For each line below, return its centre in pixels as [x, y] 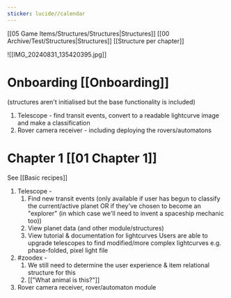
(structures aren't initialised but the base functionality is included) [102, 102]
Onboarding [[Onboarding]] [88, 83]
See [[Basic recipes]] [38, 178]
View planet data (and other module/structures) [96, 228]
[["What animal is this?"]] [64, 280]
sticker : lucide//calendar [46, 14]
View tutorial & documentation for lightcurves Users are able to [118, 235]
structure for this [52, 272]
